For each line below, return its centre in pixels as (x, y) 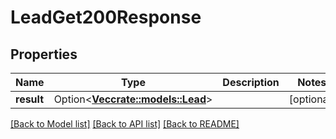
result (30, 99)
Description (251, 82)
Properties (44, 54)
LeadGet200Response (106, 17)
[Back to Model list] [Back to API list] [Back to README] (125, 124)
